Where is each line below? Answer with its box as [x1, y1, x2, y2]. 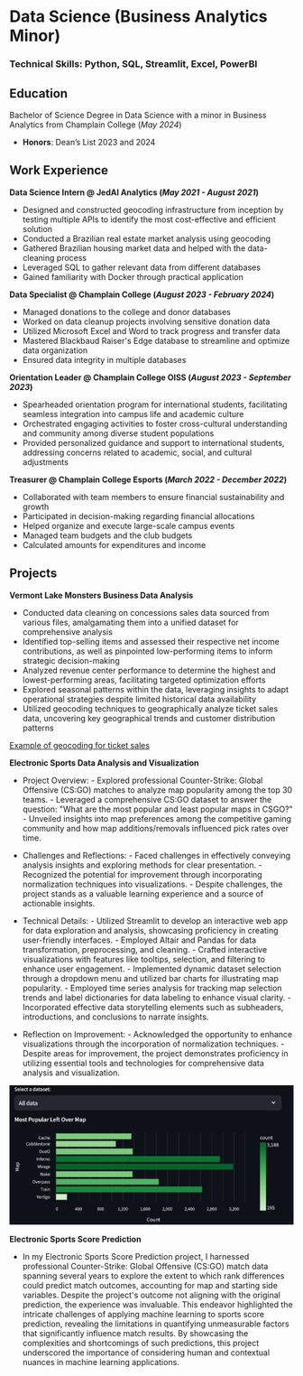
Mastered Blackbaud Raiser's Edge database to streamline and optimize [22, 335, 290, 346]
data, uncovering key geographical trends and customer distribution [22, 712, 276, 723]
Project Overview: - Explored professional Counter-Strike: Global [22, 775, 263, 786]
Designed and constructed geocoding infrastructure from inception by [22, 204, 284, 215]
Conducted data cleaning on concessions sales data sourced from [22, 607, 270, 618]
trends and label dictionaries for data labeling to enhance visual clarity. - [22, 991, 291, 1003]
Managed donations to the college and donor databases [22, 306, 232, 317]
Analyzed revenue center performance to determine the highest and [22, 665, 276, 675]
